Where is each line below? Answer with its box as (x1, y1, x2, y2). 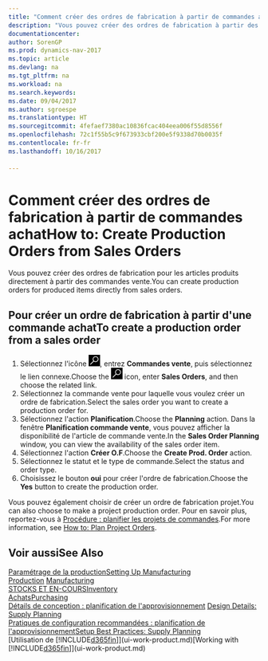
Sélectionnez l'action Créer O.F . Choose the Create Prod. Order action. (19, 448, 253, 458)
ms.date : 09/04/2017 (8, 96, 77, 105)
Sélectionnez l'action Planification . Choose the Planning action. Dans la (19, 415, 255, 424)
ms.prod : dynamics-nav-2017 (8, 46, 102, 55)
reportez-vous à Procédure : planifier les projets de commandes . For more (8, 514, 250, 524)
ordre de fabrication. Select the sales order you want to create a (19, 397, 229, 407)
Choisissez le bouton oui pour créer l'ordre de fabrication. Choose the (19, 474, 249, 483)
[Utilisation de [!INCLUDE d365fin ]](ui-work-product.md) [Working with (8, 635, 239, 645)
